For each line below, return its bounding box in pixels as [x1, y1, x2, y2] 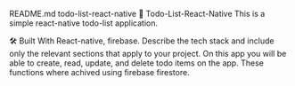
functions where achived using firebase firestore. [9, 67, 190, 77]
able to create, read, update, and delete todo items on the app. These [9, 58, 265, 68]
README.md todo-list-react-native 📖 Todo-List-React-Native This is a [9, 9, 266, 19]
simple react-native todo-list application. [9, 18, 159, 28]
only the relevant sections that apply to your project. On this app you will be [9, 49, 287, 59]
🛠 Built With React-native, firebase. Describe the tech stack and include [9, 35, 275, 46]
